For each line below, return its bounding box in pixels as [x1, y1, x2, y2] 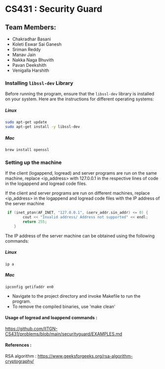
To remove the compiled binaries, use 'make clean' [12, 304, 115, 309]
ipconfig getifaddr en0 [5, 284, 54, 289]
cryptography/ [5, 358, 34, 364]
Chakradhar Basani [12, 36, 51, 42]
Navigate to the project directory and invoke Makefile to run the [12, 293, 141, 299]
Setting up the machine [5, 159, 62, 166]
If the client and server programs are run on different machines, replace [5, 190, 150, 196]
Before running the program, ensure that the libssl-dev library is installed [5, 91, 155, 97]
